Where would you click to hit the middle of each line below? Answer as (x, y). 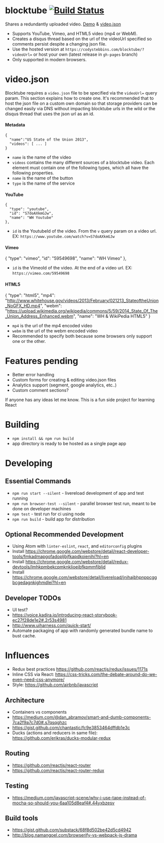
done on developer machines (42, 508)
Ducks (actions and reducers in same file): (55, 733)
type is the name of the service (43, 183)
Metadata (15, 125)
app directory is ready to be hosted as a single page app (69, 443)
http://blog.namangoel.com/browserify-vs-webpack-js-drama (74, 835)
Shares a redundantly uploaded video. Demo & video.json (63, 24)
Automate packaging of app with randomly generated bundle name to (82, 631)
